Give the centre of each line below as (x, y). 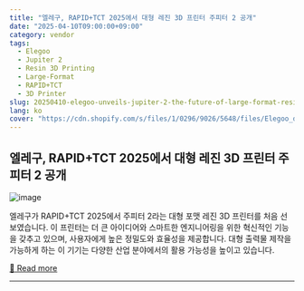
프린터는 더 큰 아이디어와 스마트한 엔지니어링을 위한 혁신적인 (166, 227)
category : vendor (42, 34)
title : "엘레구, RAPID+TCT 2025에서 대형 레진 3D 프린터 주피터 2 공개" (133, 18)
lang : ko (26, 111)
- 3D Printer (42, 93)
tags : (19, 43)
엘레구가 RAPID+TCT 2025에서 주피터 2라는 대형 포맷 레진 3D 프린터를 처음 (144, 216)
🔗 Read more (33, 267)
